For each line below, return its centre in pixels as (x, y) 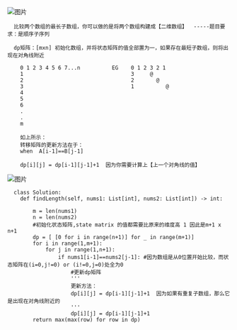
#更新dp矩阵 (86, 273)
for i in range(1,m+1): (68, 243)
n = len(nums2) (55, 217)
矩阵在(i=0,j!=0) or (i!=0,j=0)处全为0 (68, 265)
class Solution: (37, 192)
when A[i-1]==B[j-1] (52, 151)
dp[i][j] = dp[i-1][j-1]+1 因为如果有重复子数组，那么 (148, 294)
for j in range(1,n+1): (80, 250)
